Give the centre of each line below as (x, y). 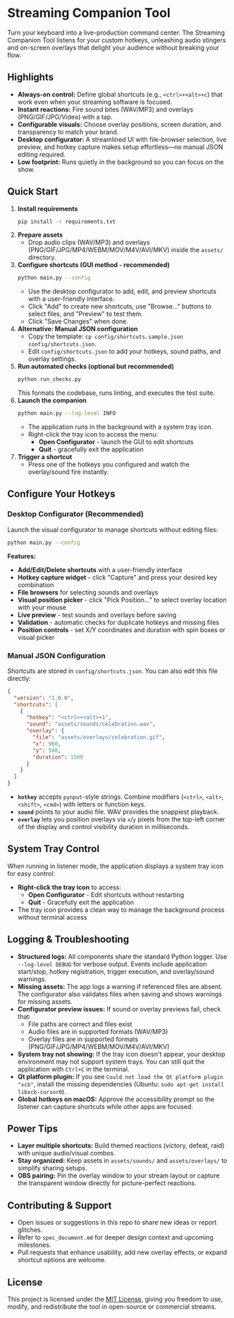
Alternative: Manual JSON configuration (78, 329)
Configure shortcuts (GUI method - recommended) (94, 265)
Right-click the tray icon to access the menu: (93, 434)
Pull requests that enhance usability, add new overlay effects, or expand (122, 1252)
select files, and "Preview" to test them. (85, 314)
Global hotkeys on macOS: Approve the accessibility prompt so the (116, 1099)
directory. (42, 257)
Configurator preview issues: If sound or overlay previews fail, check (119, 1009)
